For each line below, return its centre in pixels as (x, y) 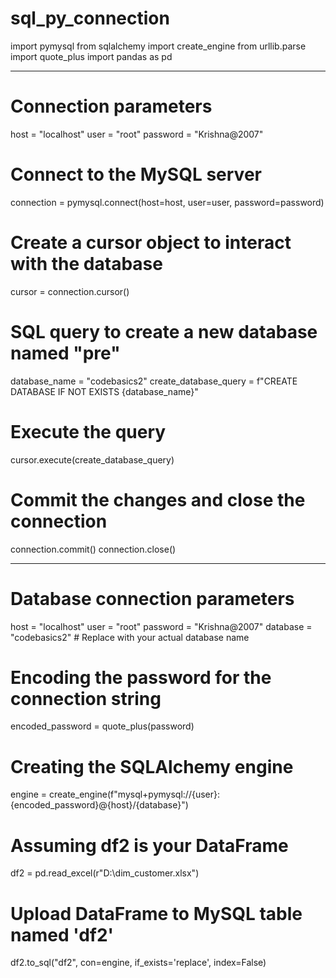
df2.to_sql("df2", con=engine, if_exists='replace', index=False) (138, 963)
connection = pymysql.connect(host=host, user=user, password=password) (167, 202)
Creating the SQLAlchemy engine (152, 766)
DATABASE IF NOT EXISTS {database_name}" (104, 391)
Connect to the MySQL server (136, 174)
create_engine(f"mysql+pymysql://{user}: (134, 794)
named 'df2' (62, 934)
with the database (86, 264)
